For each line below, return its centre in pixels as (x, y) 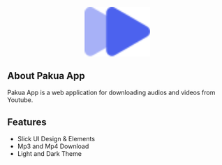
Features (27, 122)
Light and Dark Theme (50, 154)
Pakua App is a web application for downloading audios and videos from (111, 93)
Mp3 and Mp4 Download (53, 146)
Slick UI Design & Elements (56, 139)
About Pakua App (46, 76)
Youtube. (20, 100)
